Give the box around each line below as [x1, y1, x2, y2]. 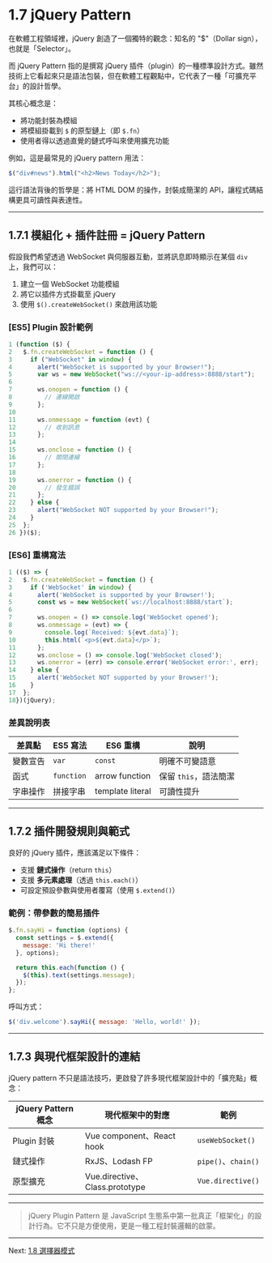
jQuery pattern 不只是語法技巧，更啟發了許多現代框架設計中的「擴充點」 [8, 1073, 251, 1082]
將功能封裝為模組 [19, 115, 78, 125]
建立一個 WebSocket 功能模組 [19, 279, 120, 288]
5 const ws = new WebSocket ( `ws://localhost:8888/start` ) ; [8, 598, 233, 607]
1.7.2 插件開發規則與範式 [8, 825, 130, 838]
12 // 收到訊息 [8, 423, 80, 431]
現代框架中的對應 [104, 1109, 170, 1120]
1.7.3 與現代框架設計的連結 [8, 1050, 141, 1064]
